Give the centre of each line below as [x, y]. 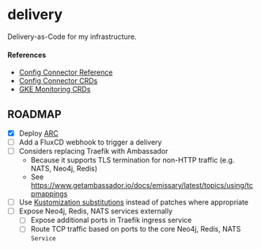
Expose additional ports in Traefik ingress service [111, 220]
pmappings [49, 194]
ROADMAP [34, 114]
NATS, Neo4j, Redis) [64, 169]
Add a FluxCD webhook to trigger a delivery [90, 142]
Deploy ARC [38, 133]
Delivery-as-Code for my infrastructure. [72, 36]
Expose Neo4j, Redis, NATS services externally [96, 211]
